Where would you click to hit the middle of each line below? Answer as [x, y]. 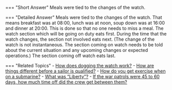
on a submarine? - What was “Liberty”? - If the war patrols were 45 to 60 [83, 76]
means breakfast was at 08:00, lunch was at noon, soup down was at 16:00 [85, 23]
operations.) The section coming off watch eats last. [61, 56]
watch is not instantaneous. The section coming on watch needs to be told [84, 45]
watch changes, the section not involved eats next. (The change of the [80, 39]
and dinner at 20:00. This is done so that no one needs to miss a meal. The [84, 28]
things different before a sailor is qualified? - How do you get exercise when [85, 71]
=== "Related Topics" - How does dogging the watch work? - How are [80, 66]
